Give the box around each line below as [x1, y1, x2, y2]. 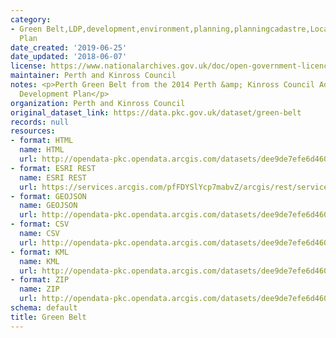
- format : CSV [10, 219, 70, 230]
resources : [10, 126, 56, 136]
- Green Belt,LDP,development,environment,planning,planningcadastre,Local [10, 24, 333, 34]
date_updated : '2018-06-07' [10, 52, 128, 62]
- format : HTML [10, 136, 74, 146]
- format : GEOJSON [10, 191, 87, 201]
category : [10, 14, 52, 25]
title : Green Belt [10, 312, 87, 322]
